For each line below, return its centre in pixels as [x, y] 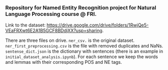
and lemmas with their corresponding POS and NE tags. [64, 62]
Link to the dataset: [25, 25]
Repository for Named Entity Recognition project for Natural [81, 8]
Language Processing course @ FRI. [51, 14]
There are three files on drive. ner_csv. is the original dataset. [70, 40]
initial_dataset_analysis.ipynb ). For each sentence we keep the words [82, 57]
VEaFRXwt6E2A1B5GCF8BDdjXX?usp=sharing [54, 31]
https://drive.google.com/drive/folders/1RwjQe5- [98, 25]
